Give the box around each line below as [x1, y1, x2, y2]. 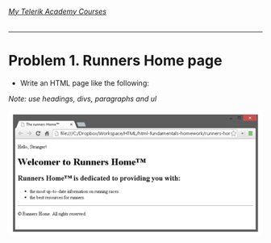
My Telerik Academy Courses [8, 6, 107, 16]
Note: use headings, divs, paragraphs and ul [8, 94, 157, 104]
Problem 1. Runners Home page [8, 52, 223, 70]
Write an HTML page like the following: [19, 78, 149, 88]
